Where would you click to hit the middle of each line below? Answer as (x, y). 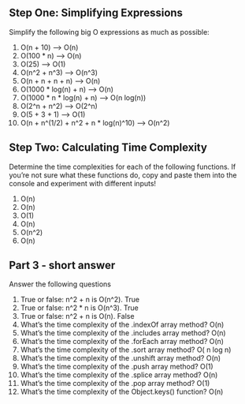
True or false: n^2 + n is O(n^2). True (80, 300)
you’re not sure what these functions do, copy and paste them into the (123, 175)
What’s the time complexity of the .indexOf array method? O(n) (122, 325)
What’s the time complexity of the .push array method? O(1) (117, 367)
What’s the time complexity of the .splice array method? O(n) (119, 375)
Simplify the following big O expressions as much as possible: (109, 32)
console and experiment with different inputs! (83, 183)
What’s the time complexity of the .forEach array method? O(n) (122, 342)
